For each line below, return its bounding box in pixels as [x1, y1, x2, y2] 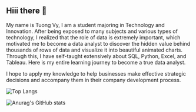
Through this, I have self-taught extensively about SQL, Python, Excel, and [6, 52, 187, 59]
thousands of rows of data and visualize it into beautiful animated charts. [6, 46, 183, 53]
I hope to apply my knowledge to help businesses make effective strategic [6, 70, 187, 77]
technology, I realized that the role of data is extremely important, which [6, 33, 181, 41]
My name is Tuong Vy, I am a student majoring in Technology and [6, 21, 165, 28]
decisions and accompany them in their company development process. [6, 76, 181, 83]
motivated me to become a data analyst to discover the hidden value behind [6, 40, 190, 47]
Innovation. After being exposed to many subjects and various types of [6, 28, 178, 35]
